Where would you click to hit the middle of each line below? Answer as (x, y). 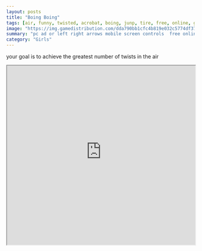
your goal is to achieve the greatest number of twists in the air (82, 56)
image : (14, 28)
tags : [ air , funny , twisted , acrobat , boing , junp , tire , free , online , (99, 23)
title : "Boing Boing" (33, 17)
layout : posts (24, 12)
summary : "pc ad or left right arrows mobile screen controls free (93, 34)
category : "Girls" (29, 39)
